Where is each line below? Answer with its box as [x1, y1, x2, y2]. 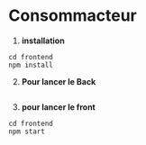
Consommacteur [8, 5, 137, 26]
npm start [8, 127, 46, 136]
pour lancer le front [21, 101, 96, 113]
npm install [8, 60, 53, 69]
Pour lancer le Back [21, 76, 96, 86]
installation [21, 35, 65, 46]
